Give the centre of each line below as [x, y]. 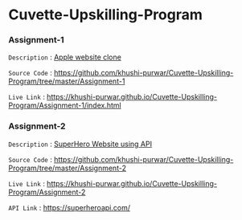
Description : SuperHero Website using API [80, 144]
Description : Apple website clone [65, 57]
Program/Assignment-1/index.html [65, 105]
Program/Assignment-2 [47, 192]
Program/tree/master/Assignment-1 [67, 81]
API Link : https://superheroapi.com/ [70, 207]
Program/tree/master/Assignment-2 [68, 168]
